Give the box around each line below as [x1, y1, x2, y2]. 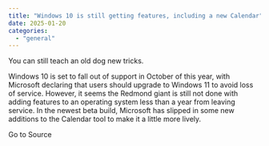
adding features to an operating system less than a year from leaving [8, 97, 236, 107]
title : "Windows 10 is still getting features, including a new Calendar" [8, 11, 263, 20]
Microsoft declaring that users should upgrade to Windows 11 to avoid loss [8, 80, 254, 90]
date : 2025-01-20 [8, 19, 66, 27]
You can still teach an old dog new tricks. [8, 56, 144, 66]
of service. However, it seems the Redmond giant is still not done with [8, 89, 239, 99]
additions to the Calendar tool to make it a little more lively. [8, 114, 202, 124]
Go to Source [8, 130, 52, 140]
